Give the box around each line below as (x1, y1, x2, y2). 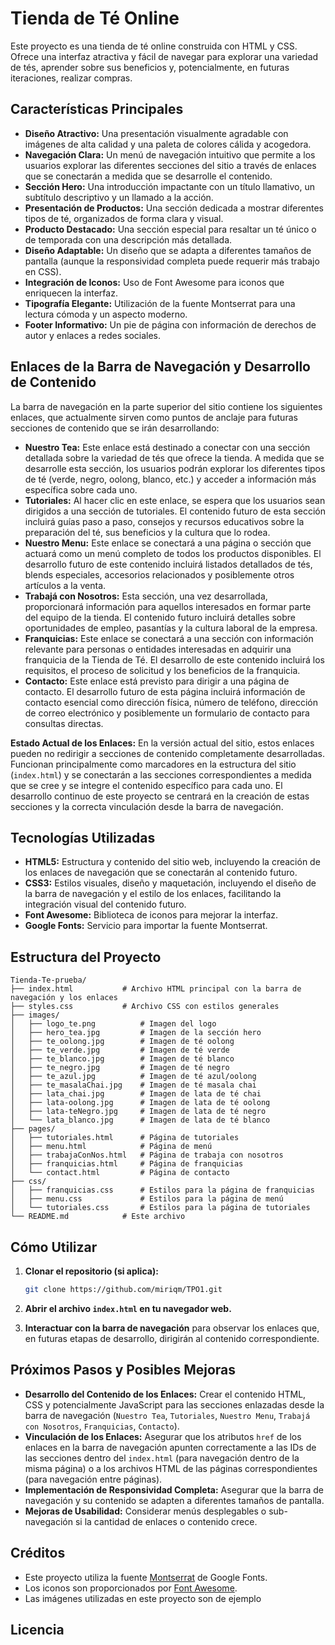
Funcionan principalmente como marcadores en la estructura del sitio (10, 758, 297, 770)
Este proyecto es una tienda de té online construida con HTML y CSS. (10, 40, 298, 52)
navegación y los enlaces (10, 993, 118, 1003)
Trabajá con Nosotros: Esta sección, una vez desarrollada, (24, 590, 268, 602)
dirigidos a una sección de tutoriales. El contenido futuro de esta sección (24, 505, 327, 517)
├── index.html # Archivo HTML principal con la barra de (10, 984, 302, 994)
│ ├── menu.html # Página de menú (10, 1142, 213, 1152)
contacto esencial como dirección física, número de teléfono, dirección (24, 696, 318, 708)
